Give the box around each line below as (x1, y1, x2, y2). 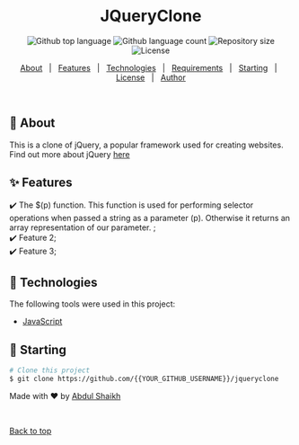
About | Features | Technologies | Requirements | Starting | (20, 62, 277, 73)
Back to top (9, 425, 52, 436)
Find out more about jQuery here (9, 148, 130, 159)
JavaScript (22, 316, 63, 327)
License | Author (115, 72, 187, 83)
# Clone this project (9, 366, 91, 375)
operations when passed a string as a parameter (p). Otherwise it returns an (9, 212, 290, 223)
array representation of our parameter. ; (9, 222, 156, 233)
